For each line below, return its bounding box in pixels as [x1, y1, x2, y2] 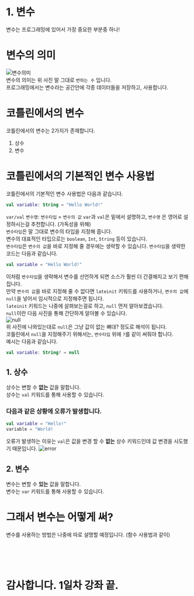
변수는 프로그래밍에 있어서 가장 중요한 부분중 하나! [6, 26, 120, 33]
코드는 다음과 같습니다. [6, 250, 58, 257]
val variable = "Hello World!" [6, 262, 82, 267]
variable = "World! [6, 426, 54, 432]
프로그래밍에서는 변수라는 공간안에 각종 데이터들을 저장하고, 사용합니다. [6, 83, 168, 91]
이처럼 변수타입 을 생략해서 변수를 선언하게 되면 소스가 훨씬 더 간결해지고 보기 [6, 273, 178, 280]
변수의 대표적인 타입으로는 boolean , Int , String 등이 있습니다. [6, 235, 148, 242]
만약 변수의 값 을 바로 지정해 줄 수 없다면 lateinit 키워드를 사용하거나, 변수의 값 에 [6, 287, 189, 294]
